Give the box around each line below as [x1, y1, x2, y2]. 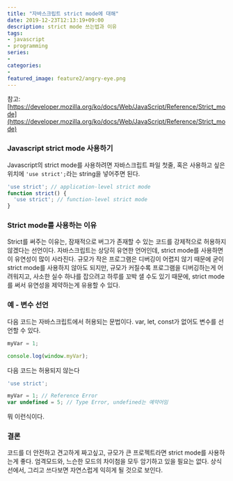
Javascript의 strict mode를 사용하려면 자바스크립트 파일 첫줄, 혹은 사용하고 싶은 [7, 161, 225, 169]
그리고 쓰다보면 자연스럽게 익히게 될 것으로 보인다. [27, 466, 163, 474]
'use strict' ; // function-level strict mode [13, 196, 148, 203]
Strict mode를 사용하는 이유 [7, 221, 97, 230]
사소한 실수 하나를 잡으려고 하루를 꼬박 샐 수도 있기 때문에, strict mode [33, 272, 225, 281]
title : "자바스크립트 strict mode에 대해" [7, 10, 119, 17]
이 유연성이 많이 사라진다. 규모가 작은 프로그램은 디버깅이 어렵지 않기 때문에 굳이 [7, 255, 225, 263]
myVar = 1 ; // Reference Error [7, 393, 98, 400]
